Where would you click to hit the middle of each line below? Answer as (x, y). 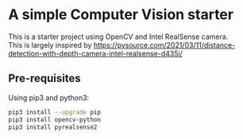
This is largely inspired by (50, 44)
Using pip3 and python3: (49, 98)
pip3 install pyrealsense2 (53, 127)
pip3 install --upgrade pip (55, 112)
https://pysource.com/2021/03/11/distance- (164, 44)
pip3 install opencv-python (55, 120)
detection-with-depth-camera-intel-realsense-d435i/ (95, 53)
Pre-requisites (44, 78)
